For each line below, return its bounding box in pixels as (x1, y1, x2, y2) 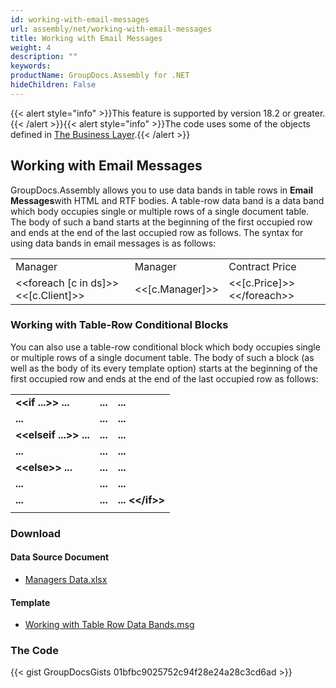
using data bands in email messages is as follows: (10, 237, 217, 249)
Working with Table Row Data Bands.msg (24, 619, 195, 631)
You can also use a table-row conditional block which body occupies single (10, 341, 321, 353)
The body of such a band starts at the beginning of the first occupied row (10, 216, 313, 228)
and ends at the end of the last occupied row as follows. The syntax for (10, 226, 304, 238)
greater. (293, 107, 326, 119)
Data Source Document (10, 551, 110, 563)
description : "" (10, 52, 78, 62)
